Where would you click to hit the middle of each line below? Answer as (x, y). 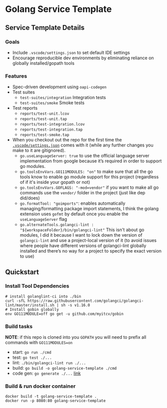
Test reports (25, 108)
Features (16, 76)
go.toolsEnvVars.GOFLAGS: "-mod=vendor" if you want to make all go (89, 187)
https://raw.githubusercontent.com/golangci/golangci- (85, 301)
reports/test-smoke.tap (45, 135)
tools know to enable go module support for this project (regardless (89, 177)
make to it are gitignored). (39, 150)
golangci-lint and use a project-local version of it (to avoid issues (88, 241)
